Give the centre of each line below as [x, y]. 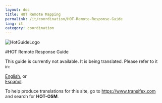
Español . [14, 82]
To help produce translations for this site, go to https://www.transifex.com [81, 91]
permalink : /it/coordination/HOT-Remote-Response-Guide [64, 19]
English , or [16, 76]
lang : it [14, 24]
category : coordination [30, 28]
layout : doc [17, 10]
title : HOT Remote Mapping [33, 14]
